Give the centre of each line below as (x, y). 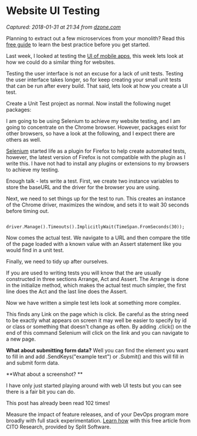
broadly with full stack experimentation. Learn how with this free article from (98, 420)
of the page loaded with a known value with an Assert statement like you (94, 243)
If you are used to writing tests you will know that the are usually (84, 273)
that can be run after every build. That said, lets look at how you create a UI (97, 85)
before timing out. (28, 211)
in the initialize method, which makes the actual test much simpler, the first (96, 285)
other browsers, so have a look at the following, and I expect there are (91, 133)
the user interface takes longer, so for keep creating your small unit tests (94, 80)
